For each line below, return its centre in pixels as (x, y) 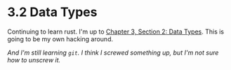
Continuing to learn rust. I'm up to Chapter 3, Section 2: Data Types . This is (116, 31)
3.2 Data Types (52, 12)
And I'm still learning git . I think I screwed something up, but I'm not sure (113, 52)
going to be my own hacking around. (60, 38)
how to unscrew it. (34, 59)
